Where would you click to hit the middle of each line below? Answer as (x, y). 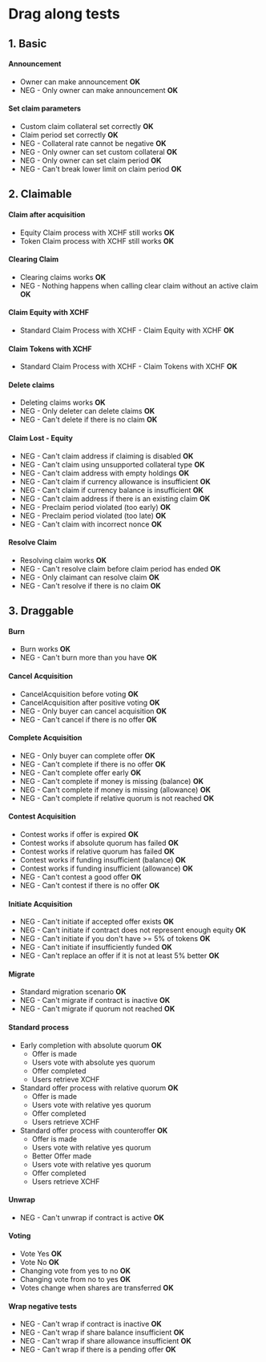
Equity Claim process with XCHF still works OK (97, 232)
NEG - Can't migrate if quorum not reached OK (97, 1009)
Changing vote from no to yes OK (75, 1279)
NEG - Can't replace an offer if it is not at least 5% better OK (120, 956)
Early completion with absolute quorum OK (91, 1045)
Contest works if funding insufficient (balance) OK (103, 860)
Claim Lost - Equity (41, 438)
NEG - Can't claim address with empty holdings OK (105, 473)
